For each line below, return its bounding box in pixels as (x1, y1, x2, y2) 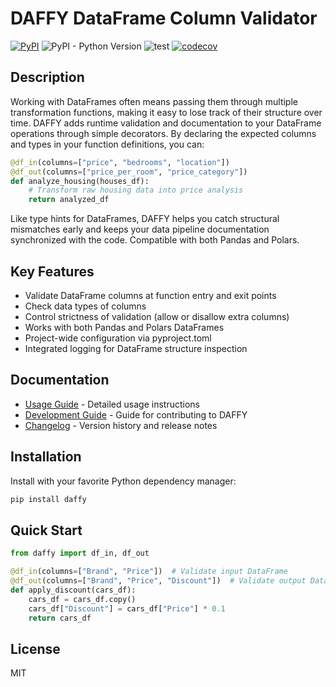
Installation (10, 448, 82, 466)
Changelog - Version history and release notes (24, 419, 218, 431)
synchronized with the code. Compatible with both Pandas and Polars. (10, 234, 300, 246)
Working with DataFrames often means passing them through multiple (10, 95, 298, 107)
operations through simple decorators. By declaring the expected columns (10, 127, 317, 139)
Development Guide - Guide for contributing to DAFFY (24, 408, 248, 421)
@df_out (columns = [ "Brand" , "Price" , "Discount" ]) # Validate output (10, 576, 307, 586)
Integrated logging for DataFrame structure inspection (24, 342, 248, 354)
